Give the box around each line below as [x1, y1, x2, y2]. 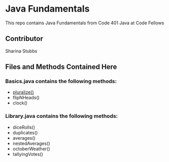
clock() [12, 100, 28, 106]
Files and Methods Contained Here [5, 63, 117, 71]
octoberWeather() [12, 145, 50, 152]
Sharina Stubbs [5, 48, 38, 54]
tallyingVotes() [12, 151, 43, 157]
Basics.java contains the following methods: [5, 78, 117, 85]
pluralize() [12, 89, 34, 95]
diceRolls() [12, 124, 36, 130]
